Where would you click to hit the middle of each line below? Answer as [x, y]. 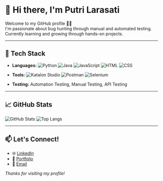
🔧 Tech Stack [25, 54]
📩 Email [20, 164]
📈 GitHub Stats [29, 105]
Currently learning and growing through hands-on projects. [64, 34]
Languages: [24, 65]
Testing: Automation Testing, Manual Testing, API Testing [70, 84]
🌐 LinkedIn [23, 153]
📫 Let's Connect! [32, 139]
